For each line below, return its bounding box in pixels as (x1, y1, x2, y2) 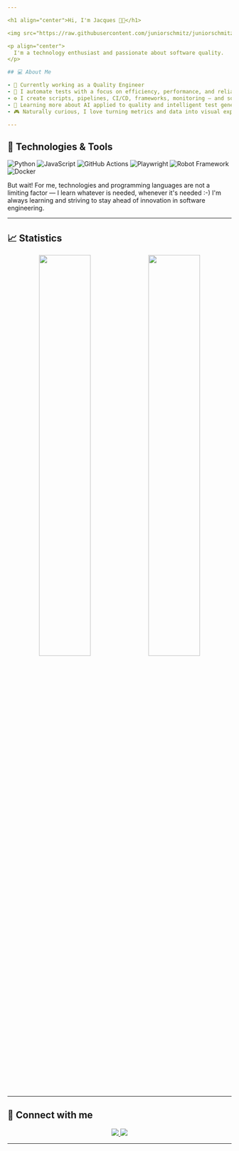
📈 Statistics (7, 232, 63, 244)
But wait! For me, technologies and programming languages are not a (7, 181, 211, 190)
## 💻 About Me (7, 69, 52, 76)
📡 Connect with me (7, 1109, 93, 1121)
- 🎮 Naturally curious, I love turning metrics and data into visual (7, 108, 221, 115)
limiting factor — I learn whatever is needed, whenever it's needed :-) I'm (7, 188, 222, 197)
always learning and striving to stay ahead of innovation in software (7, 196, 206, 205)
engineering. (7, 204, 45, 213)
